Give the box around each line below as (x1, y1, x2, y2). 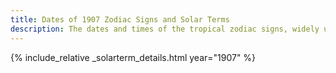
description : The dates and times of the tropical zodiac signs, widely (10, 24, 320, 34)
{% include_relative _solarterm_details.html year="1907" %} (10, 51, 257, 63)
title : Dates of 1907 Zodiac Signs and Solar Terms (10, 14, 230, 25)
